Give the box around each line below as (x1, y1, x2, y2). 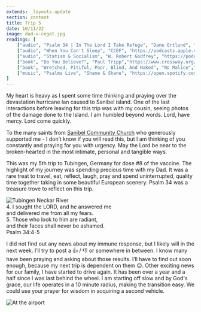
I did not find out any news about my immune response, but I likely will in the (6, 240, 194, 247)
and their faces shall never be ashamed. (6, 222, 105, 229)
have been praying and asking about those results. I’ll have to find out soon (6, 256, 191, 263)
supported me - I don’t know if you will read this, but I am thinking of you (6, 135, 185, 143)
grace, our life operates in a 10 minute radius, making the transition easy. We (6, 281, 195, 288)
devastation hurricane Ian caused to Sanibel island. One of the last (6, 98, 170, 105)
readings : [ (6, 37, 36, 43)
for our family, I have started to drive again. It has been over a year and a (6, 268, 185, 275)
